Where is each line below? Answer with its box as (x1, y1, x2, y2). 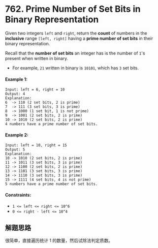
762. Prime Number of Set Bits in (5, 3, 141, 15)
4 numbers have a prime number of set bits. (5, 122, 98, 126)
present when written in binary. (5, 55, 68, 61)
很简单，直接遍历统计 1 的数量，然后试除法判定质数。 (5, 238, 113, 244)
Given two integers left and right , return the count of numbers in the (5, 30, 148, 36)
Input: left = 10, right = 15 (5, 143, 67, 148)
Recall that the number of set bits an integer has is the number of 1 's (5, 50, 145, 56)
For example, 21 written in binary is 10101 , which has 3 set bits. (12, 65, 139, 71)
